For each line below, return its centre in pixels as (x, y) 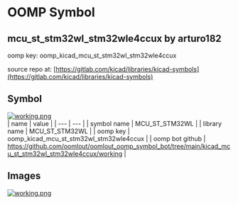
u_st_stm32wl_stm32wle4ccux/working (65, 154)
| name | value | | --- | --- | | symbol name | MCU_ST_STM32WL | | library (115, 123)
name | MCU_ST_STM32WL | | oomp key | (69, 131)
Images (24, 176)
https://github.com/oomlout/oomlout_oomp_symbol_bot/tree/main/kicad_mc (119, 146)
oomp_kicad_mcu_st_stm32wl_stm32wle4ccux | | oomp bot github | (107, 138)
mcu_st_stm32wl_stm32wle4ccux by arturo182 (114, 39)
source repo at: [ (32, 69)
